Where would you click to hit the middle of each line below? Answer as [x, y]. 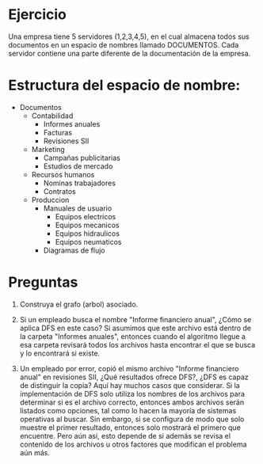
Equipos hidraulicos [88, 233]
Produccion [50, 200]
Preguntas [43, 282]
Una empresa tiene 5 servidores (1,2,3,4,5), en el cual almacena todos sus [129, 36]
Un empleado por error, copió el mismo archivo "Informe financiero [129, 368]
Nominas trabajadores [80, 183]
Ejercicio [38, 15]
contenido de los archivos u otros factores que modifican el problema [133, 444]
